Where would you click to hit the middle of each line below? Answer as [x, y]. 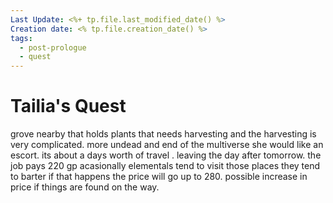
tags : [21, 38]
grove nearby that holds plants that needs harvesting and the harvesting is [163, 134]
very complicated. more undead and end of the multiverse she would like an [167, 145]
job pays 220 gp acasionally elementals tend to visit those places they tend [165, 166]
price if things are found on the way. [85, 187]
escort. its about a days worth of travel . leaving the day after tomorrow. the [166, 155]
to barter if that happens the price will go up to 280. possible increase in [159, 177]
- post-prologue [53, 47]
